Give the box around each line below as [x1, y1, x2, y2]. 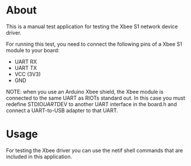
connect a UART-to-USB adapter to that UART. [6, 107, 119, 114]
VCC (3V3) [14, 70, 41, 77]
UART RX [14, 58, 37, 65]
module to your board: [6, 46, 60, 53]
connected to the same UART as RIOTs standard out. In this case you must [6, 94, 186, 101]
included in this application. [6, 153, 72, 160]
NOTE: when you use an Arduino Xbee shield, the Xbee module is [6, 88, 164, 95]
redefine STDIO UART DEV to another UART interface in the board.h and [6, 100, 177, 107]
